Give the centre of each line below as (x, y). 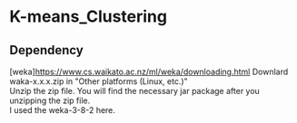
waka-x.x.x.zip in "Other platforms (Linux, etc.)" (99, 81)
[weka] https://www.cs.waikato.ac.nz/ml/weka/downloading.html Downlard (149, 71)
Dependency (46, 50)
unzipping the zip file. (50, 100)
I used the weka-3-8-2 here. (63, 110)
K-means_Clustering (89, 17)
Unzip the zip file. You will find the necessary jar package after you (135, 91)
